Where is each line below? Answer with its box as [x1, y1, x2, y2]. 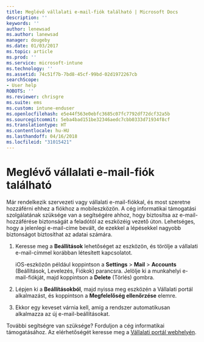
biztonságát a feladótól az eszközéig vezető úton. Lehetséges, [38, 217, 195, 225]
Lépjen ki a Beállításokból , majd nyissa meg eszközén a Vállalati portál [15, 285, 193, 293]
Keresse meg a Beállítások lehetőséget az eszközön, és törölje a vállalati [15, 242, 198, 250]
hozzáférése [6, 217, 38, 225]
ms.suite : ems [6, 99, 43, 105]
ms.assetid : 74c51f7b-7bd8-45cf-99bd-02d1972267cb [6, 71, 138, 77]
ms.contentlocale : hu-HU [6, 128, 69, 134]
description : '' [6, 15, 47, 21]
